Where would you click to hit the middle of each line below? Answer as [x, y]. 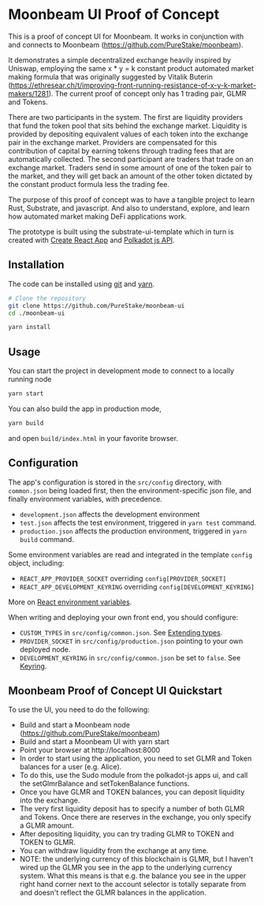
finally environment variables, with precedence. [86, 499]
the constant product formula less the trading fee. [89, 184]
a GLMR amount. [47, 825]
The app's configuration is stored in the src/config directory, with [115, 482]
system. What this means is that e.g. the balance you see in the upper [133, 876]
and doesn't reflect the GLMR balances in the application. [113, 892]
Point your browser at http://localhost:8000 [90, 750]
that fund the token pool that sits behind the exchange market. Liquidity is [128, 125]
